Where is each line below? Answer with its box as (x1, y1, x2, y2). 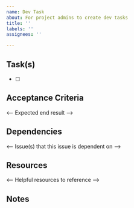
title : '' (6, 20, 31, 26)
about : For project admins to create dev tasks (6, 15, 129, 21)
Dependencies (6, 127, 62, 137)
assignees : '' (6, 32, 42, 38)
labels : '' (6, 25, 34, 32)
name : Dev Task (6, 8, 45, 15)
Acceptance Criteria (6, 93, 84, 103)
